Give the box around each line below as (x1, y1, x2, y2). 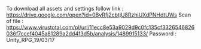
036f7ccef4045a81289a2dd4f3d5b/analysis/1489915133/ (6, 30, 148, 37)
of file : (6, 18, 24, 24)
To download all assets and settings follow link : (6, 5, 124, 12)
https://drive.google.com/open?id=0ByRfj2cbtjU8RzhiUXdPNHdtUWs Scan (6, 11, 191, 18)
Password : (149, 30, 177, 37)
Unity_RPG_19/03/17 (6, 37, 55, 43)
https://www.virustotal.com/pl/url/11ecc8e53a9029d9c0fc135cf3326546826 (6, 24, 195, 31)
